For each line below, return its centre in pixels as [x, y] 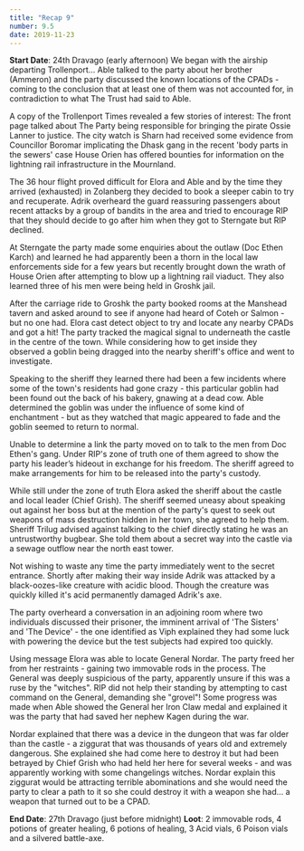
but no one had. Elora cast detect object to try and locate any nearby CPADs [152, 323]
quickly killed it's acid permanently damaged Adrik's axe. [116, 595]
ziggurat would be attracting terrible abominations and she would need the [148, 782]
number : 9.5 [32, 26]
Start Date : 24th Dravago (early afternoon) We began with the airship [139, 61]
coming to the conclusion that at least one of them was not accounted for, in [152, 89]
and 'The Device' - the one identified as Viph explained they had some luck [149, 632]
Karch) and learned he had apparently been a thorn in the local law [134, 257]
